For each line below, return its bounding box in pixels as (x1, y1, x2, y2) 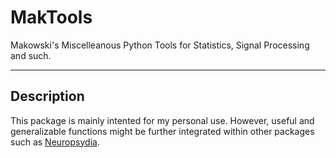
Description (10, 88, 85, 105)
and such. (10, 49, 52, 61)
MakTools (10, 6, 93, 29)
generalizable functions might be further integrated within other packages (10, 125, 315, 137)
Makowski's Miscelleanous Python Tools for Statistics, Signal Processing (10, 39, 310, 51)
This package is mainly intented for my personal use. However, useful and (10, 114, 315, 126)
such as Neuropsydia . (10, 136, 100, 148)
